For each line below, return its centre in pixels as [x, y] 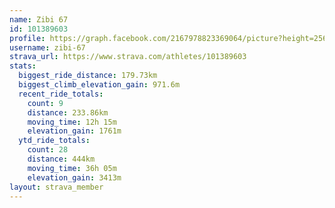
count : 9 [45, 103]
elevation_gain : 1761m [74, 131]
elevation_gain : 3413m [74, 177]
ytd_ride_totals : [54, 141]
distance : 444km [61, 159]
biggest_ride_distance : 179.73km [88, 76]
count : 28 [48, 150]
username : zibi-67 [47, 47]
